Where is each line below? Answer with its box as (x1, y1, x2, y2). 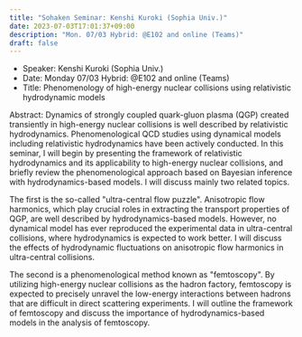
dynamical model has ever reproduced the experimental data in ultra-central (9, 223, 293, 234)
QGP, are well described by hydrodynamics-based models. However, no (9, 213, 277, 224)
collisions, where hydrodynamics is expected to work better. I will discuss (9, 232, 282, 244)
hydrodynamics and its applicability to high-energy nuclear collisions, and (9, 157, 284, 168)
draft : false (9, 38, 59, 48)
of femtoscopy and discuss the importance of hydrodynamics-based (9, 308, 265, 319)
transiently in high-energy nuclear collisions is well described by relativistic (9, 119, 288, 130)
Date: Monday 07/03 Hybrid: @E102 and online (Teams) (22, 73, 230, 84)
